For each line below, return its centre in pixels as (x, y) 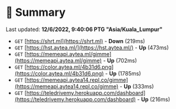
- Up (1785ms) (123, 73)
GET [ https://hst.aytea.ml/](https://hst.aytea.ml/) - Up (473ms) (91, 47)
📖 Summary (36, 12)
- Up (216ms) (154, 99)
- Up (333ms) (137, 86)
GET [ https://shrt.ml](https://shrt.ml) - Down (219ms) (80, 41)
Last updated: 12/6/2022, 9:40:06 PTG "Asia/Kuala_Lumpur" (84, 29)
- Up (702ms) (120, 60)
